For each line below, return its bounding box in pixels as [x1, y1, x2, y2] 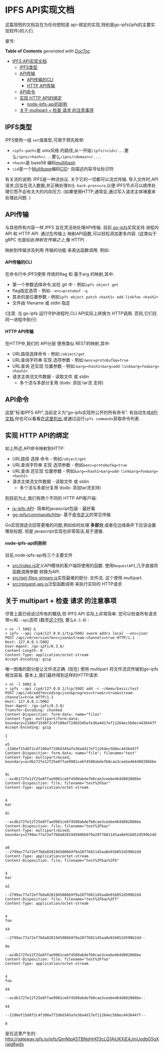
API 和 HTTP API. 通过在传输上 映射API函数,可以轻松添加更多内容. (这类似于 [5, 230, 157, 236]
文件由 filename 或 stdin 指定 [12, 300, 70, 306]
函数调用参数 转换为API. [12, 568, 61, 574]
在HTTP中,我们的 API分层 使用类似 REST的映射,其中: [5, 340, 111, 346]
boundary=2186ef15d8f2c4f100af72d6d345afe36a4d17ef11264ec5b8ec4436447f [5, 720, 157, 726]
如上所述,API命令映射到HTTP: [5, 445, 65, 451]
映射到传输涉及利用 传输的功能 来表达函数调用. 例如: [5, 247, 110, 253]
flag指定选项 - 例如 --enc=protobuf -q [12, 288, 88, 294]
